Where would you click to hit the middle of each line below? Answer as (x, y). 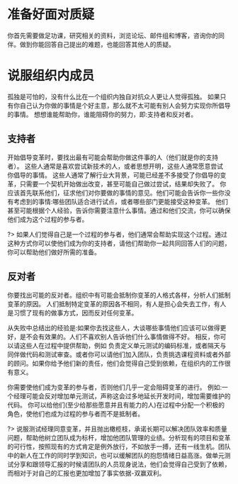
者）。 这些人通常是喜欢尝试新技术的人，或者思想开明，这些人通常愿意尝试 (115, 166)
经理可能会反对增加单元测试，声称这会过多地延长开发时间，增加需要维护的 (122, 396)
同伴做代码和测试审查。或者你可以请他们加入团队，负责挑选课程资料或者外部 (119, 354)
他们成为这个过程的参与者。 (48, 219)
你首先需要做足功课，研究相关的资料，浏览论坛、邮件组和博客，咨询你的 (113, 35)
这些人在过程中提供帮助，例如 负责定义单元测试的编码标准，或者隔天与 (123, 345)
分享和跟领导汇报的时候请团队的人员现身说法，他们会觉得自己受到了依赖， (122, 464)
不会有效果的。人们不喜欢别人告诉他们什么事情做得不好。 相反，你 (123, 337)
